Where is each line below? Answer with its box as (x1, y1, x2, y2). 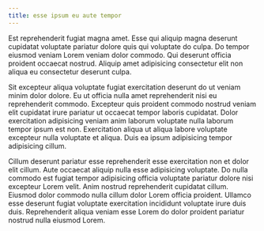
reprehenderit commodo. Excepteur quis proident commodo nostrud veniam (8, 99, 257, 108)
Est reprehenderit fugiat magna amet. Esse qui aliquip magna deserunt (8, 33, 238, 43)
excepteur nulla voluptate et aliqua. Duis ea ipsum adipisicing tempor (8, 132, 233, 142)
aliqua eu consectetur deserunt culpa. (8, 66, 132, 76)
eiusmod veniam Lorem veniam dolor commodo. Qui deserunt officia (8, 50, 232, 59)
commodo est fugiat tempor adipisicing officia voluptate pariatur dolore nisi (8, 173, 254, 183)
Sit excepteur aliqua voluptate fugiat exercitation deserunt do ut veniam (8, 82, 241, 92)
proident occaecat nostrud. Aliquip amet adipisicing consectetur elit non (8, 59, 243, 68)
